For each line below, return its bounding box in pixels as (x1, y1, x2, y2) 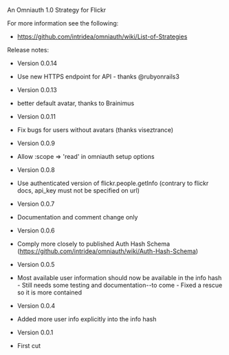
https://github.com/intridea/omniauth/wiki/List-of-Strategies (17, 32, 188, 41)
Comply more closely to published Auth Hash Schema (17, 240, 171, 248)
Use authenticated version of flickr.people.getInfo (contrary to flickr (17, 179, 209, 187)
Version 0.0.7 (17, 200, 55, 208)
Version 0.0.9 (17, 139, 55, 147)
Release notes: (7, 46, 50, 54)
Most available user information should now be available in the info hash (17, 274, 222, 281)
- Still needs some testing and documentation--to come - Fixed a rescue (17, 281, 223, 289)
